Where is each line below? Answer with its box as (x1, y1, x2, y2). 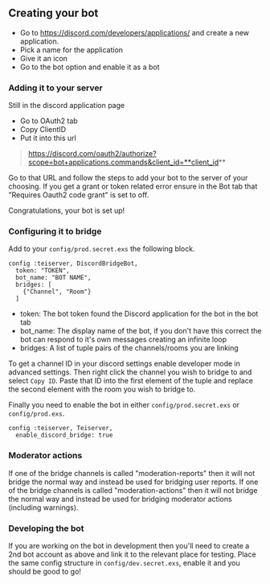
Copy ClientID (19, 125, 67, 135)
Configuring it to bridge (8, 226, 102, 237)
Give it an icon (19, 53, 68, 63)
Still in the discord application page (8, 101, 125, 110)
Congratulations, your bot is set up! (8, 205, 125, 216)
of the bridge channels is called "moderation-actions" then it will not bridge (8, 485, 258, 495)
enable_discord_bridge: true (15, 431, 113, 440)
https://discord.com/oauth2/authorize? (27, 149, 157, 159)
